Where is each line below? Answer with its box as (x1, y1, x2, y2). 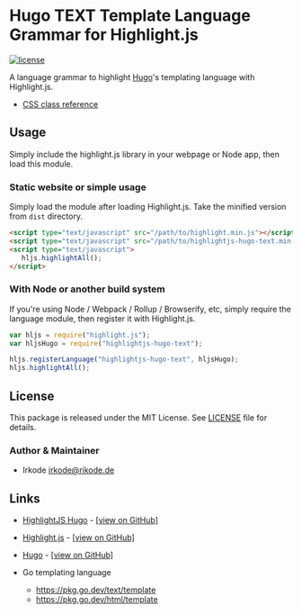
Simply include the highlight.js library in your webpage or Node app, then (9, 149, 280, 159)
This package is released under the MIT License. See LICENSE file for (9, 412, 268, 423)
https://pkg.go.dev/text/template (35, 584, 156, 595)
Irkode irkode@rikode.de (22, 465, 115, 475)
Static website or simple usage (9, 181, 147, 194)
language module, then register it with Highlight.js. (9, 312, 196, 324)
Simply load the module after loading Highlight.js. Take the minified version (9, 202, 287, 212)
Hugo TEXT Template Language (9, 5, 252, 26)
